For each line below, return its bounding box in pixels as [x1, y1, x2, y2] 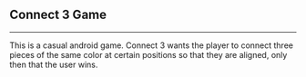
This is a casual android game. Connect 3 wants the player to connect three [9, 40, 294, 51]
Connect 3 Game [9, 7, 107, 23]
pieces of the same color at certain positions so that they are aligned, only [9, 49, 288, 60]
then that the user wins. [9, 59, 98, 70]
